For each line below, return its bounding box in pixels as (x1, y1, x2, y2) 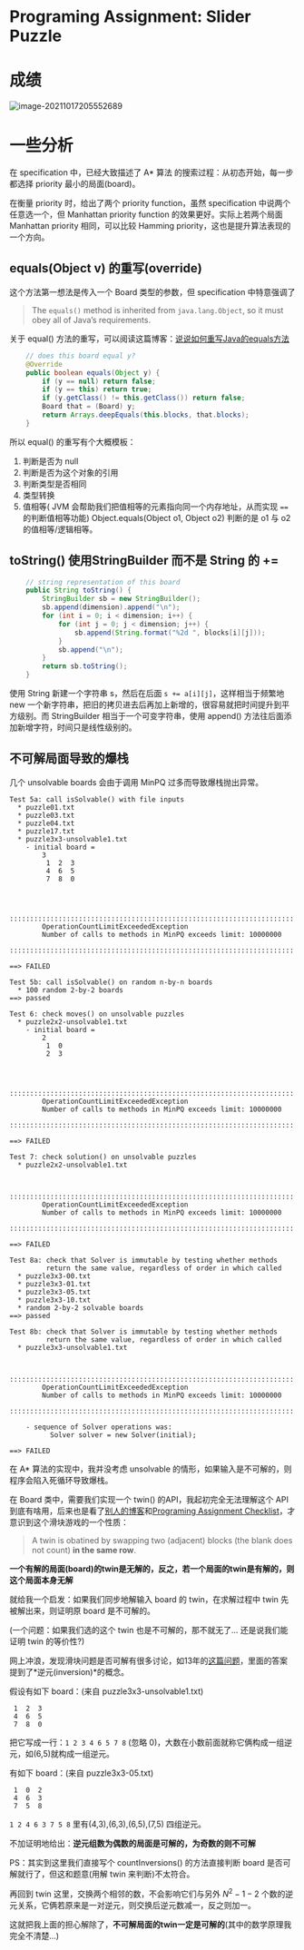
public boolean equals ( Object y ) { (25, 368, 161, 378)
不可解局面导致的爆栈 (9, 751, 129, 766)
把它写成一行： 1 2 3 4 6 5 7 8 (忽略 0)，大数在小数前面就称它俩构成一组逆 (9, 1737, 293, 1748)
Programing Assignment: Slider (9, 6, 251, 27)
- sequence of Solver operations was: (25, 1423, 172, 1432)
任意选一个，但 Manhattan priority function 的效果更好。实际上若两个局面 (9, 209, 283, 220)
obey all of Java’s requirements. (31, 314, 152, 325)
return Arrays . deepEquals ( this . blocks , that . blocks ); (42, 410, 250, 419)
